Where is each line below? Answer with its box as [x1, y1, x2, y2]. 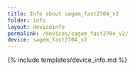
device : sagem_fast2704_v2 [7, 37, 87, 44]
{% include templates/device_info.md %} [7, 56, 128, 64]
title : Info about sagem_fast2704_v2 [7, 10, 119, 18]
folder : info [7, 17, 46, 24]
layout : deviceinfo [7, 23, 65, 30]
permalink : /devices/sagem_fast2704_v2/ [7, 30, 129, 37]
